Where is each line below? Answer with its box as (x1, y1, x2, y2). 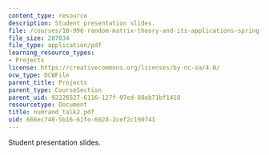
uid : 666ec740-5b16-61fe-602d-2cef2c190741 (8, 116, 156, 124)
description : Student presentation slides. (8, 19, 156, 27)
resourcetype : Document (8, 101, 88, 109)
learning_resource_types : (8, 49, 94, 57)
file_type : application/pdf (8, 42, 102, 50)
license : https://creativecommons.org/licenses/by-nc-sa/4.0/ (8, 64, 220, 72)
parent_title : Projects (8, 78, 88, 86)
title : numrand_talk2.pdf (8, 109, 94, 117)
